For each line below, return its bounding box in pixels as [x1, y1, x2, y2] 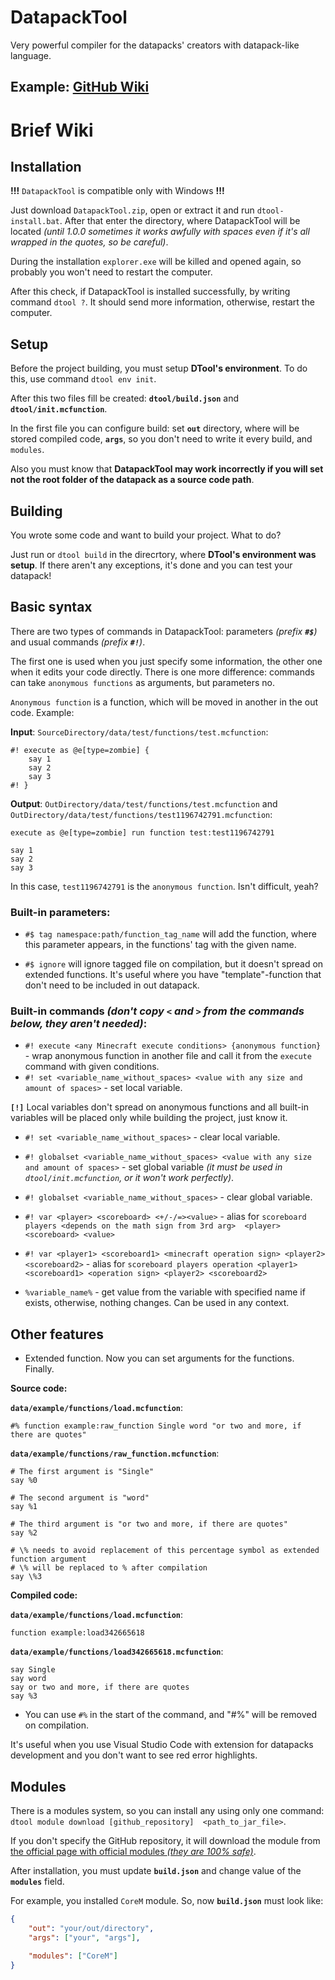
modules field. [10, 1875, 65, 1887]
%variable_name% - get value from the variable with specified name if [24, 1286, 306, 1298]
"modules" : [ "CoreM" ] [28, 1951, 118, 1961]
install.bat [10, 217, 60, 227]
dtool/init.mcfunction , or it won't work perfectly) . [24, 1172, 235, 1184]
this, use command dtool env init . [10, 373, 157, 385]
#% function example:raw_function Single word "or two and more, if [10, 1421, 302, 1431]
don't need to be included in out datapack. [24, 979, 200, 991]
